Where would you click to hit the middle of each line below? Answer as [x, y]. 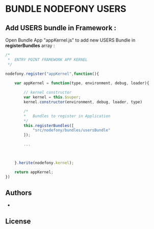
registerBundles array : [30, 46]
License [18, 221]
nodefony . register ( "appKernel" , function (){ [52, 74]
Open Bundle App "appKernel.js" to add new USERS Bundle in [70, 40]
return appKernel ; [34, 172]
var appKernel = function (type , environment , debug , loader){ [82, 83]
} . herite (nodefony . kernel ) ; [44, 163]
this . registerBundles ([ [49, 126]
